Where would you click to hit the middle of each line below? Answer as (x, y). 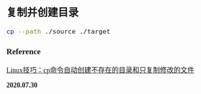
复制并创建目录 (42, 13)
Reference (24, 51)
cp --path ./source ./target (58, 32)
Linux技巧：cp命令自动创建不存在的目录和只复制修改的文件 (100, 70)
